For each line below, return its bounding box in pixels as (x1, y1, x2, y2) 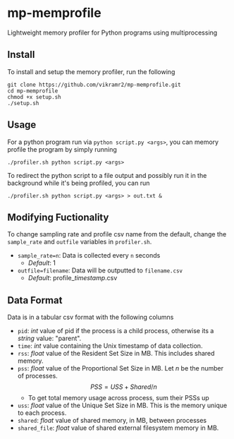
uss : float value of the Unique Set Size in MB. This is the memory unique (17, 401, 228, 410)
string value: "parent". (17, 334, 82, 343)
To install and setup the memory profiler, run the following (7, 67, 175, 76)
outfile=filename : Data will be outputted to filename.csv (17, 266, 183, 275)
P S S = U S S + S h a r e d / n (90, 383, 157, 391)
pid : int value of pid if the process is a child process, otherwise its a (17, 327, 214, 335)
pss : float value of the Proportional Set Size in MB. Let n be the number (17, 364, 224, 373)
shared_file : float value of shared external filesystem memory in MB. (17, 423, 219, 432)
